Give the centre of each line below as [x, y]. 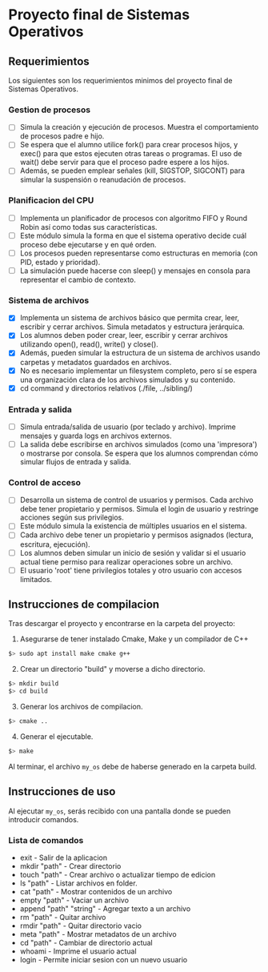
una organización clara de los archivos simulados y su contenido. [128, 380]
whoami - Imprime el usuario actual [78, 951]
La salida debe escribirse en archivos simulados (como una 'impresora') [138, 444]
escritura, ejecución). [55, 544]
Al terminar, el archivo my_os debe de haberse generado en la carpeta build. [133, 766]
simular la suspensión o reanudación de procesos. [103, 180]
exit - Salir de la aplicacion [64, 858]
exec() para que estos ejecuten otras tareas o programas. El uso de [131, 154]
